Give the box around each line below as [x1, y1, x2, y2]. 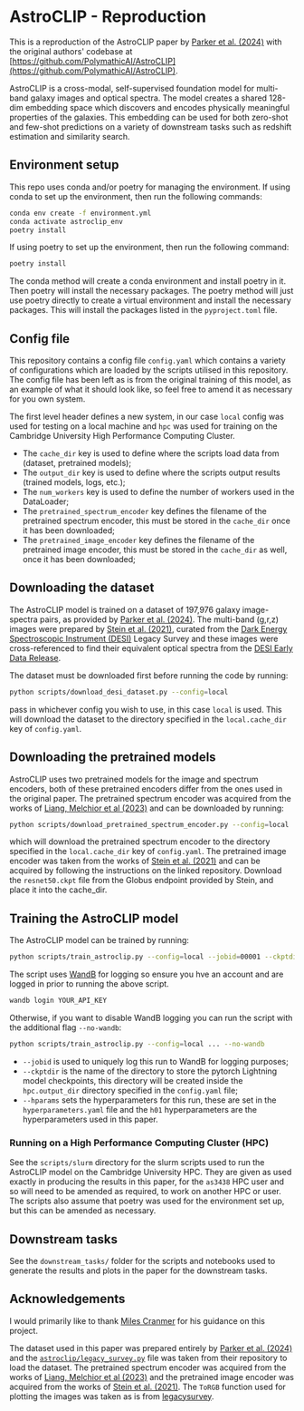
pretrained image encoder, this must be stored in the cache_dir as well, [22, 544, 288, 555]
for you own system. [9, 394, 86, 404]
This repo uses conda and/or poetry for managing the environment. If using [9, 181, 291, 192]
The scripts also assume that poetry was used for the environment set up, [9, 1195, 285, 1207]
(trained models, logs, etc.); [22, 477, 126, 488]
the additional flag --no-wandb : [9, 1022, 122, 1033]
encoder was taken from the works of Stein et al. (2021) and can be [9, 855, 261, 867]
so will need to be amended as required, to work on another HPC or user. [9, 1186, 282, 1197]
